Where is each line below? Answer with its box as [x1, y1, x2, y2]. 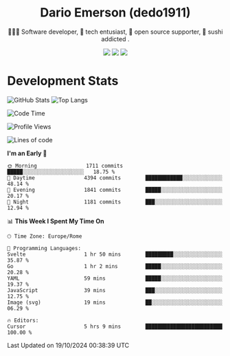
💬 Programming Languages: [7, 245, 81, 252]
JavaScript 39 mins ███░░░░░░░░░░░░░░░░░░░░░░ [7, 287, 223, 293]
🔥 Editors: [7, 317, 39, 324]
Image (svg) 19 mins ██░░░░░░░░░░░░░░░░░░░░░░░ [7, 299, 223, 306]
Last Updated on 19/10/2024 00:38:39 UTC [7, 341, 130, 349]
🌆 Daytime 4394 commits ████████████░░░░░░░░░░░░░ [7, 174, 223, 181]
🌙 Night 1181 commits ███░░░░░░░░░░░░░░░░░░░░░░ [7, 198, 223, 205]
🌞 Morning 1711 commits [7, 162, 124, 169]
